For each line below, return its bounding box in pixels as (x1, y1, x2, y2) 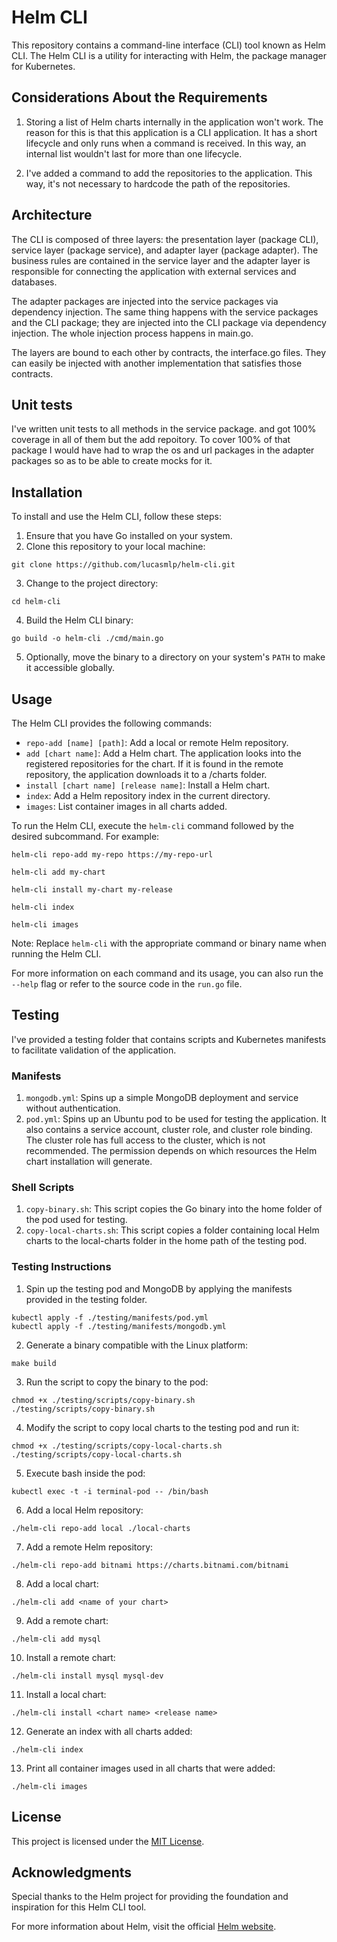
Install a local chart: (25, 1688, 107, 1700)
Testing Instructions (11, 1260, 112, 1274)
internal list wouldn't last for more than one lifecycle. (25, 147, 243, 160)
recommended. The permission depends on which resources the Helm (25, 1145, 318, 1157)
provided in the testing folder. (25, 1293, 148, 1305)
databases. (11, 276, 58, 288)
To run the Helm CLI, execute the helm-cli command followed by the (11, 820, 295, 831)
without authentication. (25, 1102, 121, 1115)
